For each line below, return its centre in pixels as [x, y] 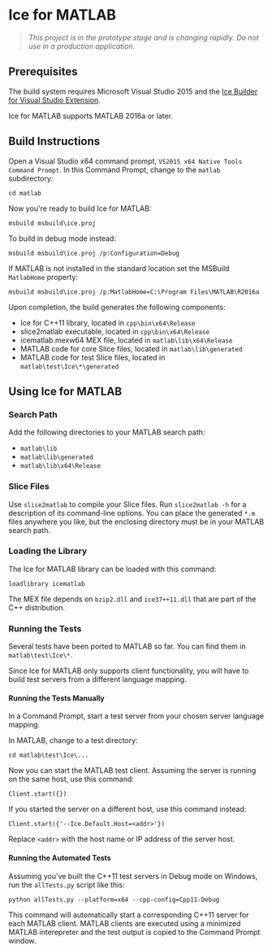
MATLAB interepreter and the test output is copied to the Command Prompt [134, 932]
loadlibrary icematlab [47, 583]
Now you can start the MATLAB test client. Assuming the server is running [132, 771]
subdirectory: [31, 178]
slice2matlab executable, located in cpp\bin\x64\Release [114, 331]
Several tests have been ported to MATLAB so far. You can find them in [127, 646]
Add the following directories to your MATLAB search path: [107, 432]
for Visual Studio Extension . [55, 100]
